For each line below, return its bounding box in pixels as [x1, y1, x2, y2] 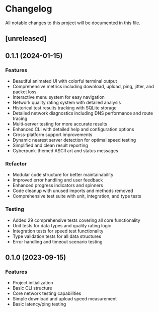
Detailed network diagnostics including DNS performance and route [12, 110, 153, 116]
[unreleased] [5, 34, 47, 43]
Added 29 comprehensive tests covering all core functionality [12, 217, 141, 223]
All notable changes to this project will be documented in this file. [5, 20, 141, 26]
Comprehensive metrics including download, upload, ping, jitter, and [12, 84, 154, 90]
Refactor [5, 160, 27, 167]
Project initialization [12, 280, 54, 286]
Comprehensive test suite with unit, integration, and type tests [12, 193, 142, 199]
